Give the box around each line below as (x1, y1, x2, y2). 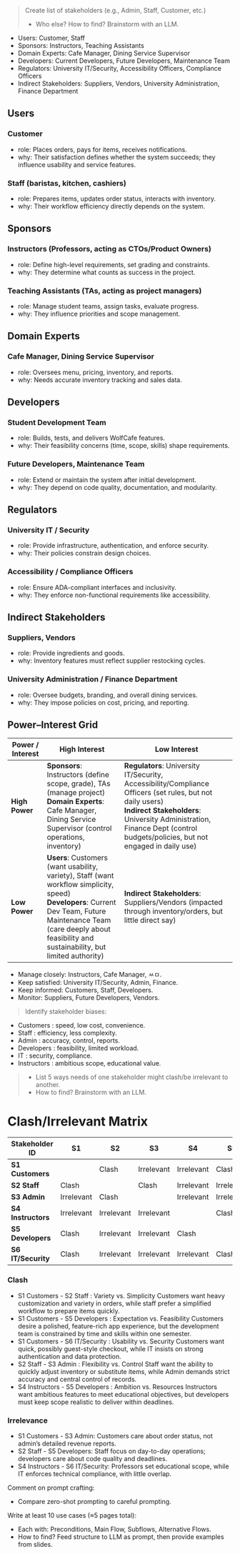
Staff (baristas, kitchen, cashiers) (7, 178, 126, 188)
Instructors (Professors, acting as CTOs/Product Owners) (7, 244, 212, 254)
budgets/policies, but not (124, 832, 209, 842)
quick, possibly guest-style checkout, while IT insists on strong (17, 1344, 204, 1353)
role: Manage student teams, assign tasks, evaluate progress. (17, 301, 199, 310)
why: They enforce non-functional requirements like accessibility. (17, 591, 211, 599)
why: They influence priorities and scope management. (17, 309, 181, 318)
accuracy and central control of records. (17, 1375, 137, 1383)
